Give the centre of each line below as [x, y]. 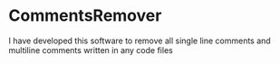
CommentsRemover [85, 16]
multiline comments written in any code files [91, 50]
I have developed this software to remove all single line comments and [140, 41]
